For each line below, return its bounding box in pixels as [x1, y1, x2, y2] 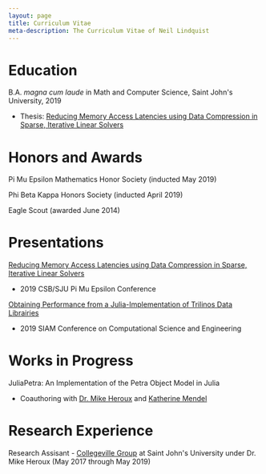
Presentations [8, 234, 104, 252]
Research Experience [8, 422, 154, 440]
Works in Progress [8, 351, 134, 370]
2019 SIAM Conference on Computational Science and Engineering [19, 323, 242, 333]
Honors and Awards [8, 148, 143, 167]
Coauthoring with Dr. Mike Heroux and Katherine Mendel [19, 394, 208, 404]
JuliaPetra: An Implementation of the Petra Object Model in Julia [8, 378, 220, 388]
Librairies [8, 308, 39, 318]
